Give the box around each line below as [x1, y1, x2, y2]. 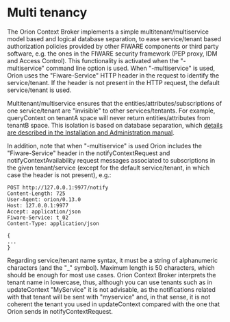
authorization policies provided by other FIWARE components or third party [7, 42, 219, 50]
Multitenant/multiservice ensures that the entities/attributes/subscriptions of [7, 99, 222, 107]
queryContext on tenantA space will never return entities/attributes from [7, 113, 211, 122]
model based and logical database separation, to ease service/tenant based [7, 34, 222, 43]
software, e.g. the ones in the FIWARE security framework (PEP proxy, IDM [7, 49, 218, 58]
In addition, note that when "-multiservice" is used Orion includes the [7, 141, 202, 150]
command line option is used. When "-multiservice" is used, [45, 64, 216, 72]
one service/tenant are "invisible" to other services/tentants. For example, [7, 106, 216, 115]
